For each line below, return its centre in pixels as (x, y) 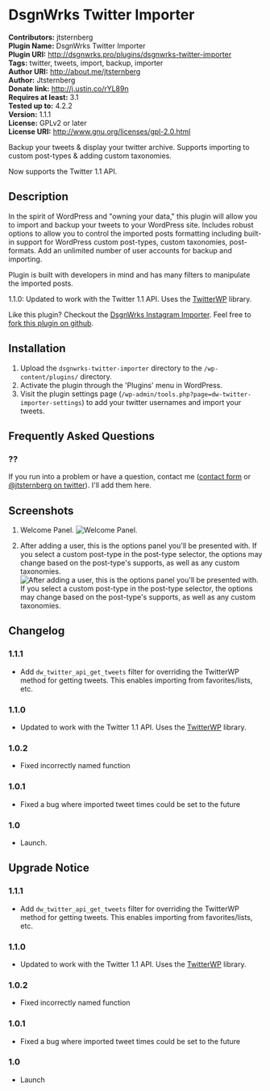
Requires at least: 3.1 (44, 97)
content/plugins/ (49, 377)
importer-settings (51, 403)
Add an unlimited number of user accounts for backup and (135, 250)
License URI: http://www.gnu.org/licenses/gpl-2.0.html (100, 132)
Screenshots (41, 510)
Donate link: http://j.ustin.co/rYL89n (69, 88)
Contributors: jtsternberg (51, 37)
